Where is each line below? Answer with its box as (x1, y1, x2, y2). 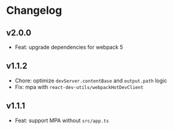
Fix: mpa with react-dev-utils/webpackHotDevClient (14, 83, 144, 90)
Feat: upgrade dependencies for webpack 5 (14, 43, 123, 51)
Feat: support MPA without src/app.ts (14, 117, 110, 124)
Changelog (6, 4, 62, 17)
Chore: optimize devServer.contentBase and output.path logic (14, 76, 168, 84)
